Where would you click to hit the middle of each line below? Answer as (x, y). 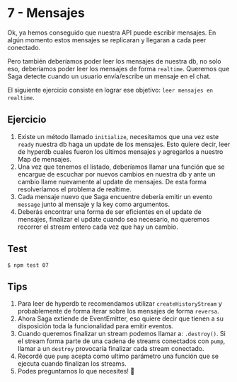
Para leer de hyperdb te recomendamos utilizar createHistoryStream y (120, 304)
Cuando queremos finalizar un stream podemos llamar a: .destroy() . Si (122, 334)
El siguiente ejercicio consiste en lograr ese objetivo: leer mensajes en (110, 90)
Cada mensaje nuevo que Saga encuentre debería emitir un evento (115, 196)
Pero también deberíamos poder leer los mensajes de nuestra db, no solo (114, 61)
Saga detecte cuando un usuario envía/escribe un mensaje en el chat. (109, 76)
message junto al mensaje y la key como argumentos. (93, 204)
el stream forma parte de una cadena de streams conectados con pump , (121, 341)
